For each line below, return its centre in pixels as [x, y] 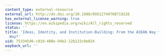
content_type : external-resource [39, 9]
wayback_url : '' [21, 46]
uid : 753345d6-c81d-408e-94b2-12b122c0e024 [50, 41]
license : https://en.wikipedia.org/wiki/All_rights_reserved [69, 23]
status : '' [16, 28]
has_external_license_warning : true [42, 19]
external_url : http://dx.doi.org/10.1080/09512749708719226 [68, 14]
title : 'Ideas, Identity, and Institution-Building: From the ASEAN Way [81, 32]
